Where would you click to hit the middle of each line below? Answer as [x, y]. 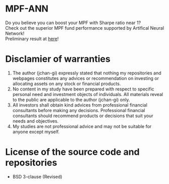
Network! [15, 33]
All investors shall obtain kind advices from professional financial [80, 105]
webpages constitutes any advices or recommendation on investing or [86, 78]
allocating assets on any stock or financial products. [67, 83]
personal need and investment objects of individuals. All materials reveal [88, 94]
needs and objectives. [36, 121]
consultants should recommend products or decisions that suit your [83, 116]
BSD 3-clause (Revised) [37, 176]
